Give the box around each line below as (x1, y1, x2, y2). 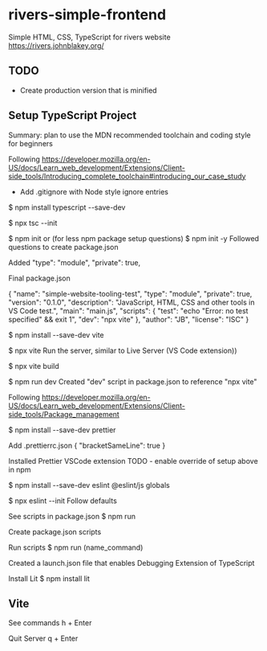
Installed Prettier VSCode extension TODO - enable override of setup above (8, 456, 258, 465)
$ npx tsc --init (8, 218, 58, 227)
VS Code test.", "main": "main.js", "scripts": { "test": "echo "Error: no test (8, 305, 249, 315)
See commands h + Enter (8, 618, 92, 628)
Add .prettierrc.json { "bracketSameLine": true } (8, 440, 166, 450)
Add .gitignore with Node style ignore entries (19, 186, 168, 196)
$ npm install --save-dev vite (8, 330, 104, 339)
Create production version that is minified (19, 85, 158, 95)
